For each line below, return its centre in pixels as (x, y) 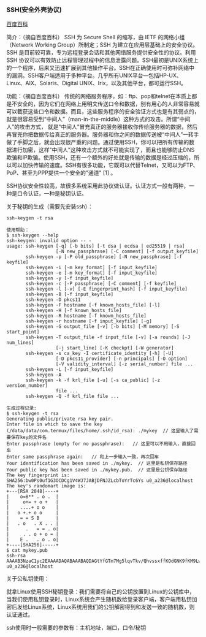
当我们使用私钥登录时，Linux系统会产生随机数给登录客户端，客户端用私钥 (99, 600)
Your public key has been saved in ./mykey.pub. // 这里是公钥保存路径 (97, 470)
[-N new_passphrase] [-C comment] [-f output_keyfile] (127, 252)
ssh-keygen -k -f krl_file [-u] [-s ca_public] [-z (93, 380)
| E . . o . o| (33, 540)
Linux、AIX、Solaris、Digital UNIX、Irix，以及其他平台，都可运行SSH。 (97, 83)
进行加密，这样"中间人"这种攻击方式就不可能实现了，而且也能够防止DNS (103, 150)
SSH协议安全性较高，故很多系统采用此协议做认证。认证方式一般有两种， (98, 186)
